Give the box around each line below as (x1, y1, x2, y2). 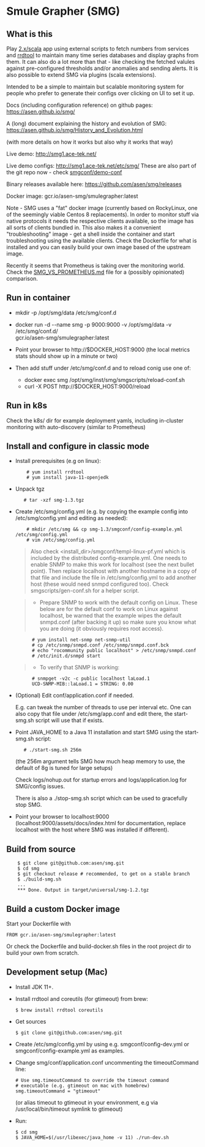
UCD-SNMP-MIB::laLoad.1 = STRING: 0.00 (31, 681, 133, 687)
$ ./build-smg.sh (17, 876, 62, 882)
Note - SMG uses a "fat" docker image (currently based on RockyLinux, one (6, 204, 198, 211)
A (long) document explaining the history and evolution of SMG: (6, 120, 167, 127)
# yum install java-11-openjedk (26, 475, 109, 481)
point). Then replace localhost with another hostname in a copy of (30, 567, 197, 575)
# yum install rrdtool (26, 469, 84, 475)
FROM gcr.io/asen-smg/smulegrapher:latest (6, 932, 116, 938)
